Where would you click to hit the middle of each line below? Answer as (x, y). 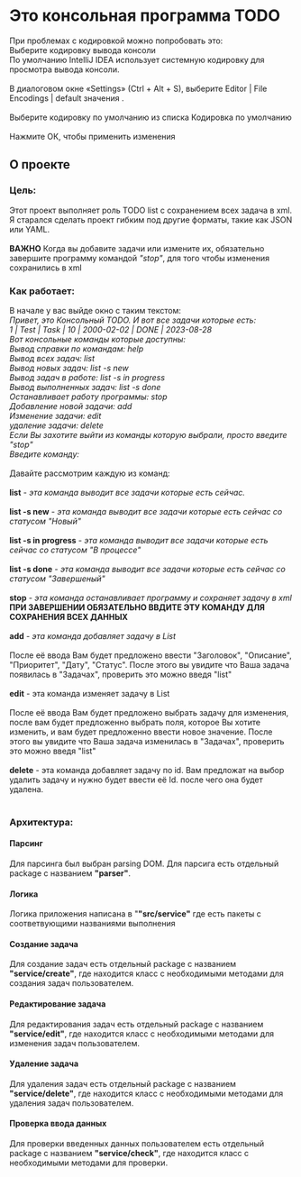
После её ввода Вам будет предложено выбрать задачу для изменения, (149, 712)
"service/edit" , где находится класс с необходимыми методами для (142, 1034)
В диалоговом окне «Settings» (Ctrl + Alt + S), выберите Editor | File (138, 88)
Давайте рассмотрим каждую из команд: (90, 473)
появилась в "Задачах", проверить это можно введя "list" (121, 674)
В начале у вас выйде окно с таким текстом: (96, 310)
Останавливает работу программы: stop (89, 397)
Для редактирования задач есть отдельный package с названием (137, 1024)
